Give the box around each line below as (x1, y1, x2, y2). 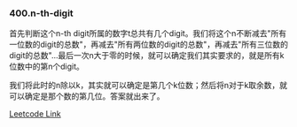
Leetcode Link (9, 108, 62, 119)
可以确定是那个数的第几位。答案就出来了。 (9, 91, 165, 101)
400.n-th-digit (9, 7, 74, 19)
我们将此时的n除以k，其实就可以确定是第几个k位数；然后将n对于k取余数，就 (9, 80, 288, 91)
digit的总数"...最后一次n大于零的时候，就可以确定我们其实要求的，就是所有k (9, 50, 285, 61)
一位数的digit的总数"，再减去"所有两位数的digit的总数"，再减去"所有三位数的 (9, 39, 289, 50)
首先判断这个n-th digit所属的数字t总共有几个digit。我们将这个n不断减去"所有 (9, 28, 286, 39)
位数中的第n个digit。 (9, 61, 84, 72)
